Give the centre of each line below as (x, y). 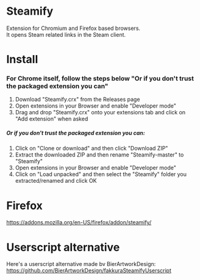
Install (22, 60)
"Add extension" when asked (52, 119)
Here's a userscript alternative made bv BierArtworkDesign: (81, 264)
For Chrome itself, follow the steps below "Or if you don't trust (100, 79)
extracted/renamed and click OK (56, 181)
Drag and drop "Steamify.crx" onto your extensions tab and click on (100, 112)
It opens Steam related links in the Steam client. (66, 34)
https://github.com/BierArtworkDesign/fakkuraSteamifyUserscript (89, 271)
